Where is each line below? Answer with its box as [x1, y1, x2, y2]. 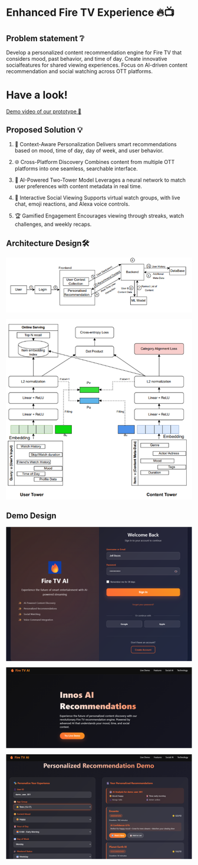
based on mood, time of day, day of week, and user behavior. [14, 147, 164, 154]
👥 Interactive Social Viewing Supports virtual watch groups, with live [14, 194, 181, 201]
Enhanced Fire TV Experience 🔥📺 [6, 6, 175, 19]
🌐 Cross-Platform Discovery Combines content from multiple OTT [14, 158, 175, 165]
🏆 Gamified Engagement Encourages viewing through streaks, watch [14, 212, 184, 219]
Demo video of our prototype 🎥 [6, 108, 82, 115]
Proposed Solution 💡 [6, 125, 83, 135]
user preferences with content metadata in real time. [14, 182, 143, 190]
